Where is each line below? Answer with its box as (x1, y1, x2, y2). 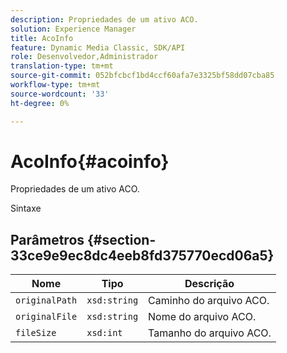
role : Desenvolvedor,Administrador (10, 52, 159, 62)
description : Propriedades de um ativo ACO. (10, 14, 199, 25)
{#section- (87, 231, 157, 248)
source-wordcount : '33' (10, 89, 110, 99)
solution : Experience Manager (10, 24, 137, 34)
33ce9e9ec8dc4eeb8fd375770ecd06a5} (10, 247, 275, 264)
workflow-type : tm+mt (10, 80, 101, 90)
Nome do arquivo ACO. (148, 310, 257, 324)
